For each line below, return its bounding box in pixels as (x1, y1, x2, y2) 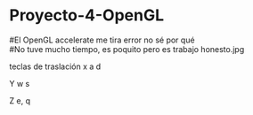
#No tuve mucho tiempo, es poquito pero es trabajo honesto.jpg (9, 43, 245, 54)
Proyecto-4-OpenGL (9, 5, 165, 26)
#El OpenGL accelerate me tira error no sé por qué (9, 34, 195, 45)
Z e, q (9, 95, 31, 106)
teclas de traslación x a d (9, 61, 102, 72)
